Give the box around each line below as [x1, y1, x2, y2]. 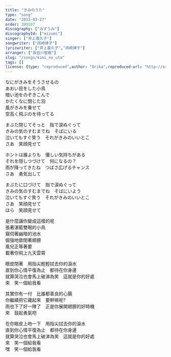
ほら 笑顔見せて [5, 207, 41, 213]
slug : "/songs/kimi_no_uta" [5, 55, 65, 60]
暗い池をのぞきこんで [5, 92, 50, 98]
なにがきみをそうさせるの [5, 79, 59, 85]
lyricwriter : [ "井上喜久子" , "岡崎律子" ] [5, 45, 85, 50]
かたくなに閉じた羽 [5, 98, 46, 105]
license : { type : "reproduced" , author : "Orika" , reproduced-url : [5, 64, 142, 69]
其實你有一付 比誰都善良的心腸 [5, 291, 72, 297]
